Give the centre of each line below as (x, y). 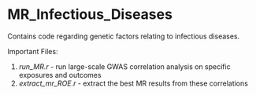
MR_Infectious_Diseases (90, 15)
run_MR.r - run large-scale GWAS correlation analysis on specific (124, 66)
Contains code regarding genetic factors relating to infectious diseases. (124, 36)
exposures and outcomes (60, 75)
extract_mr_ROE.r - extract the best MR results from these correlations (134, 83)
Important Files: (33, 51)
